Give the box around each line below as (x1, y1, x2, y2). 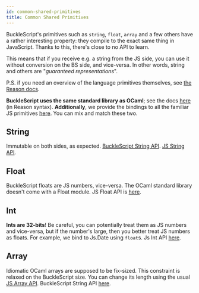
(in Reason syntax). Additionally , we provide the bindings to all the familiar (6, 103, 189, 110)
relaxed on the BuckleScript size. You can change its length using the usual (6, 273, 190, 280)
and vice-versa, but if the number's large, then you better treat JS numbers (6, 227, 190, 235)
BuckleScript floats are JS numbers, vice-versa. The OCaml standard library (6, 182, 192, 189)
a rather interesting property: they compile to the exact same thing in (6, 37, 175, 44)
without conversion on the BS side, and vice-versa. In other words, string (6, 61, 185, 68)
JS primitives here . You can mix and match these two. (6, 110, 138, 117)
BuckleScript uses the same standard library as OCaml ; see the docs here (6, 96, 191, 104)
